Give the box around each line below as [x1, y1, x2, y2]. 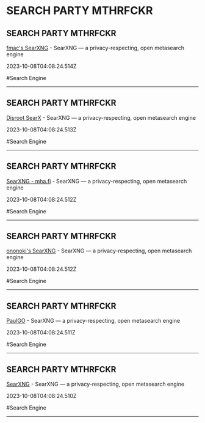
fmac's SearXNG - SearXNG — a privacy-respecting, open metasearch [6, 44, 185, 51]
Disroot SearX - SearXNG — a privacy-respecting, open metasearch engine [6, 114, 196, 121]
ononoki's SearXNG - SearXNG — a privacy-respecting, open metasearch [6, 247, 192, 254]
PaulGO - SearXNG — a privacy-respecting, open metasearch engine [6, 317, 181, 325]
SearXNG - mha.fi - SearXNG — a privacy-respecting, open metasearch [6, 177, 187, 185]
